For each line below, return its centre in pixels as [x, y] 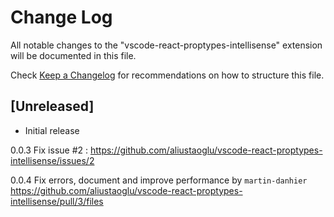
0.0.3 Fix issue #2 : [49, 150]
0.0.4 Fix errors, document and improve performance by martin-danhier [159, 180]
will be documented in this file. [73, 55]
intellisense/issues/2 [52, 160]
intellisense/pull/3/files [57, 201]
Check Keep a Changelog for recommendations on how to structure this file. [167, 75]
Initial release [52, 130]
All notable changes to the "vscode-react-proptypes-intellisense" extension [166, 45]
